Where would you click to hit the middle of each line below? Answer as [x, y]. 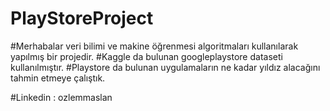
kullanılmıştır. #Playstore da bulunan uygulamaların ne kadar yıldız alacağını [165, 67]
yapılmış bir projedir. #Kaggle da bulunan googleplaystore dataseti [146, 56]
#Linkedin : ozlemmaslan [61, 97]
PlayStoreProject [82, 18]
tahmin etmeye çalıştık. [58, 78]
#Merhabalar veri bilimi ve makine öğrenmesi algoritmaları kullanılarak [154, 46]
